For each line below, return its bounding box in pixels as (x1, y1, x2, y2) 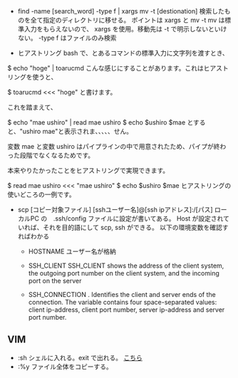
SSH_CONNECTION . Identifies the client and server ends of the (28, 290, 216, 298)
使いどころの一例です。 (7, 190, 76, 199)
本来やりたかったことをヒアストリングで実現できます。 (7, 167, 170, 174)
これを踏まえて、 (7, 103, 57, 111)
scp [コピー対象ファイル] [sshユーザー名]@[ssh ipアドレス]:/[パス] (17, 206, 213, 214)
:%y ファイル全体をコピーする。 (17, 362, 113, 371)
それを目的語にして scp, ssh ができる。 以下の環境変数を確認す (42, 224, 229, 231)
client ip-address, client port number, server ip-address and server (28, 305, 225, 314)
